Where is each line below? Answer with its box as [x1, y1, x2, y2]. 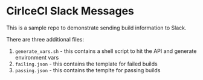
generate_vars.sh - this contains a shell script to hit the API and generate [14, 47, 197, 55]
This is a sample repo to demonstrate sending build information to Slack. [6, 24, 187, 31]
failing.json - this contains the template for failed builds [14, 60, 158, 67]
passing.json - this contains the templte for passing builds [14, 66, 161, 73]
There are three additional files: [6, 35, 85, 43]
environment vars [14, 54, 59, 61]
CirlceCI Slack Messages [6, 4, 135, 18]
